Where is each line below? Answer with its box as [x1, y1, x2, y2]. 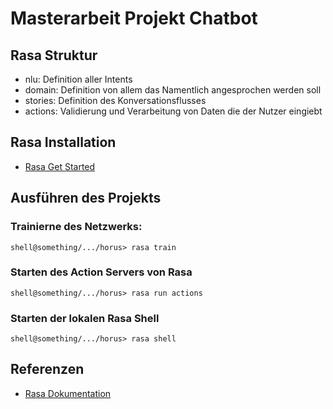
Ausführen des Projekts [10, 190, 162, 207]
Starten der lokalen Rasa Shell [10, 311, 160, 325]
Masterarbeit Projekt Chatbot [10, 7, 258, 30]
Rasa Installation [10, 134, 117, 151]
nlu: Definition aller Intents [24, 73, 133, 85]
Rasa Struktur [10, 47, 98, 64]
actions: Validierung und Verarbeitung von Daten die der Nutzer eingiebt [24, 105, 323, 117]
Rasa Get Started [24, 160, 96, 172]
